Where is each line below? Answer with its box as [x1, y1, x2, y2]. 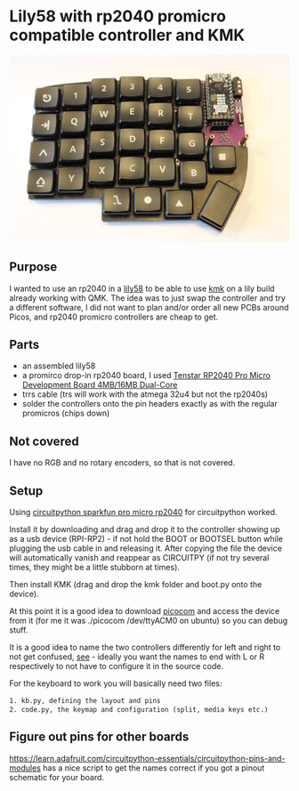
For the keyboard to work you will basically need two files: [9, 678, 222, 689]
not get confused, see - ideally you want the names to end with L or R [9, 651, 265, 662]
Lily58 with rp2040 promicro [9, 6, 227, 27]
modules [9, 763, 42, 773]
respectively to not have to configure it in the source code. [9, 660, 224, 671]
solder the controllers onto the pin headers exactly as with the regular [21, 399, 279, 409]
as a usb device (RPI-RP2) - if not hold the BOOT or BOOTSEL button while [9, 533, 283, 544]
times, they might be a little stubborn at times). [9, 561, 181, 572]
